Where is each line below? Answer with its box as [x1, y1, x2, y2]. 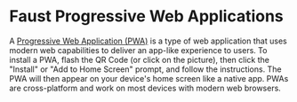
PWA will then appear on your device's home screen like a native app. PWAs [9, 73, 289, 83]
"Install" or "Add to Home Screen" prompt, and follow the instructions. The [9, 64, 282, 75]
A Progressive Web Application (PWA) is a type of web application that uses [9, 35, 287, 46]
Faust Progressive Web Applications [9, 6, 285, 27]
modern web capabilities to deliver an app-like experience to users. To [9, 44, 268, 55]
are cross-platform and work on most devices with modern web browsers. [9, 82, 282, 93]
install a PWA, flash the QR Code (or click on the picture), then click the [9, 54, 269, 65]
